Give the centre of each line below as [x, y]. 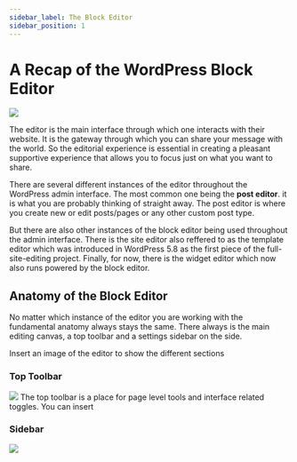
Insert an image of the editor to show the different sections [117, 354]
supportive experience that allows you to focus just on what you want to [141, 158]
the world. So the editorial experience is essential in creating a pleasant [140, 148]
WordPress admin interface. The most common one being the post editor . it [148, 194]
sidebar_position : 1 [48, 26]
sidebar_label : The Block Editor [71, 17]
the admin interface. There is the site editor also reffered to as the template [147, 240]
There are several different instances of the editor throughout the [128, 185]
